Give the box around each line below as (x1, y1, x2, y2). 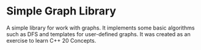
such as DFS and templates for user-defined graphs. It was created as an (6, 30, 191, 37)
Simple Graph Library (6, 4, 117, 18)
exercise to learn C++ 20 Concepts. (6, 37, 97, 44)
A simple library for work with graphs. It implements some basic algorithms (6, 24, 195, 31)
